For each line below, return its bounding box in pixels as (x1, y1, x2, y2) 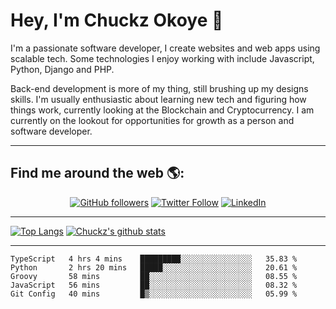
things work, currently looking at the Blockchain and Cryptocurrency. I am (10, 104, 315, 116)
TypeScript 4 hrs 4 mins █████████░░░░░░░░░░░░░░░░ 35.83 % (10, 254, 298, 264)
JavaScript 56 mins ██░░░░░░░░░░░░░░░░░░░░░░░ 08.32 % (10, 280, 298, 290)
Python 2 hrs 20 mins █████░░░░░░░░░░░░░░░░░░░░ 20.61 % (10, 262, 298, 273)
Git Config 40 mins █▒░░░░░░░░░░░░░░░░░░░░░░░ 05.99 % (10, 289, 298, 299)
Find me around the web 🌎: (10, 165, 185, 182)
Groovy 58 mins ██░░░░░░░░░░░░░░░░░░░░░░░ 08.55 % (10, 271, 298, 281)
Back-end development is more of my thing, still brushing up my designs (10, 82, 309, 94)
